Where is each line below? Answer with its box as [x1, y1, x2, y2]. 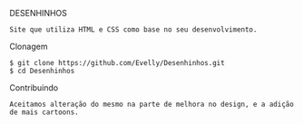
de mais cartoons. [9, 108, 79, 117]
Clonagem [9, 41, 48, 52]
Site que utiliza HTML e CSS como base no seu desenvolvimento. [9, 25, 258, 34]
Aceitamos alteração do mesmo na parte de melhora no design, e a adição [9, 100, 295, 109]
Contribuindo [9, 82, 59, 93]
